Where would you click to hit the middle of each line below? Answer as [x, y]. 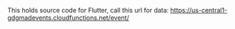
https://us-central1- [199, 10]
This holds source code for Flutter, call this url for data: [88, 10]
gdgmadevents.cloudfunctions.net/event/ [69, 18]
